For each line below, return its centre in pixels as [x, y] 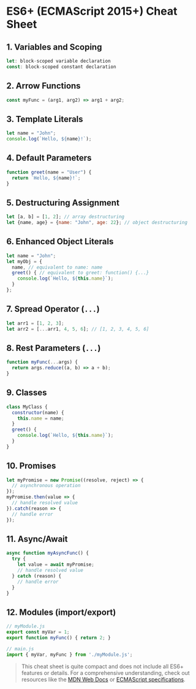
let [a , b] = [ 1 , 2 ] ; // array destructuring [65, 217]
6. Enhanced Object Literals [60, 241]
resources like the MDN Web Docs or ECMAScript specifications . [103, 679]
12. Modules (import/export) [61, 612]
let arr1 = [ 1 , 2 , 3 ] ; [35, 323]
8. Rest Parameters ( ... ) [54, 348]
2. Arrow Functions [43, 86]
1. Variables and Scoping [54, 47]
